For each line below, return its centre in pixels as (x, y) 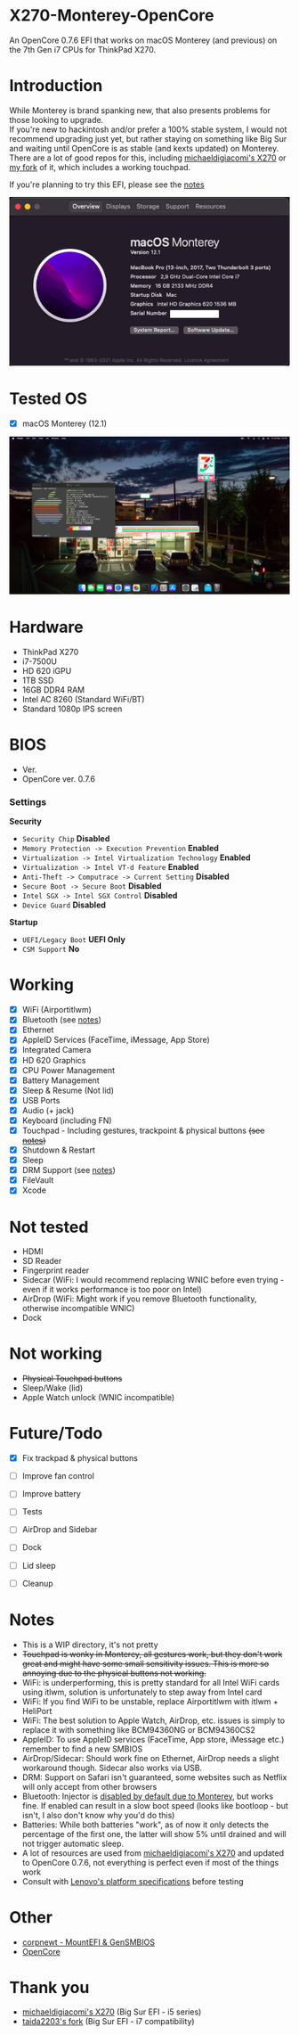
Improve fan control (58, 1476)
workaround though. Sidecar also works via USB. (112, 1768)
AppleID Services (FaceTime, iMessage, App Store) (116, 1040)
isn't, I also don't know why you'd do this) (98, 1815)
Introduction (56, 86)
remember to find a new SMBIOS (82, 1749)
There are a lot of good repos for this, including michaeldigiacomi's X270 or (148, 158)
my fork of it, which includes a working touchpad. (100, 167)
